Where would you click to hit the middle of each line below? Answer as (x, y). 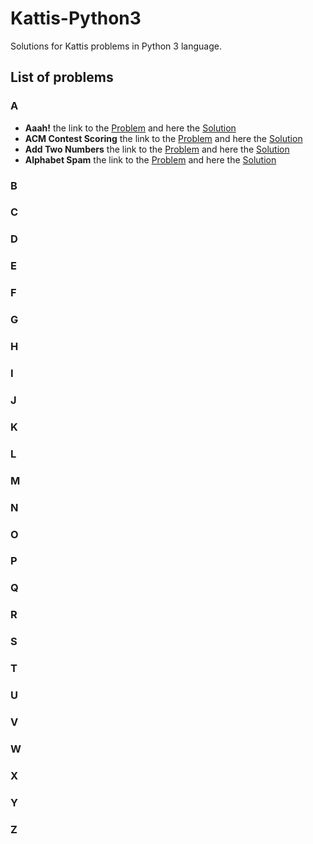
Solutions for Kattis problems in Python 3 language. (116, 46)
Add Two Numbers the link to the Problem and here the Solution (157, 149)
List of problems (62, 77)
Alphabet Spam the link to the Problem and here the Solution (150, 159)
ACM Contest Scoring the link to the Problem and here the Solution (163, 138)
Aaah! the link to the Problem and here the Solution (130, 128)
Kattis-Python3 (76, 18)
